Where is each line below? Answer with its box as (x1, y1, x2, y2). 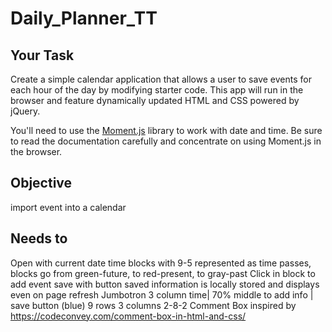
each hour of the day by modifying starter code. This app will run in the (10, 84, 304, 96)
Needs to (10, 230, 68, 247)
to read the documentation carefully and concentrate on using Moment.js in (10, 135, 322, 147)
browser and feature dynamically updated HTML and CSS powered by (10, 95, 300, 106)
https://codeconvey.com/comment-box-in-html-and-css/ (10, 310, 247, 322)
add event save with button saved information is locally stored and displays (10, 278, 320, 290)
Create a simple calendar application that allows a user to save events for (10, 73, 312, 85)
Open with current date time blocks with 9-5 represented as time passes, (10, 257, 312, 269)
